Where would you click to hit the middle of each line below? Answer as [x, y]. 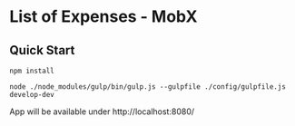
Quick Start [42, 50]
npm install [32, 71]
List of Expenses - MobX [103, 17]
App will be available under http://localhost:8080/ [102, 111]
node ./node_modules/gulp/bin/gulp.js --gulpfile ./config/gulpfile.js [147, 87]
